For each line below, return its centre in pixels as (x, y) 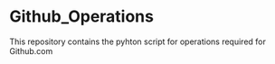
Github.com (31, 50)
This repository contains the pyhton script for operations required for (138, 41)
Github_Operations (81, 17)
